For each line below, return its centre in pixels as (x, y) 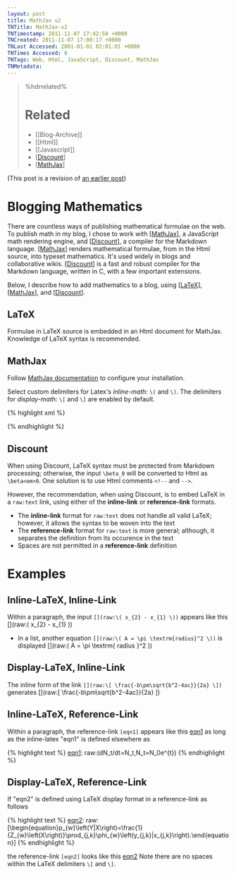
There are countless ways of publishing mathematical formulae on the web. (117, 226)
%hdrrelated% (46, 86)
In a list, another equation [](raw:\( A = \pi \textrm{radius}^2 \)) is (120, 638)
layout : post (26, 14)
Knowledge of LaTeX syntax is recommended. (74, 339)
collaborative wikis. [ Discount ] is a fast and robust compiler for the (104, 263)
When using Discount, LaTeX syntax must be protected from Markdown (111, 466)
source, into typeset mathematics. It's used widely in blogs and (99, 256)
